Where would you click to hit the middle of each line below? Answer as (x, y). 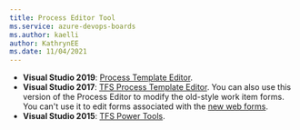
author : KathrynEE (44, 43)
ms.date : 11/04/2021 (49, 52)
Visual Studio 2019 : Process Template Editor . (108, 77)
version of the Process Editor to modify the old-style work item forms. (153, 97)
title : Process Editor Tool (63, 18)
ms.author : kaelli (44, 35)
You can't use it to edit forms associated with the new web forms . (145, 106)
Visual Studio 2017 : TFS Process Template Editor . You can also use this (157, 87)
